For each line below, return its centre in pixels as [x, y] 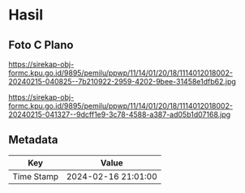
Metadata [33, 140]
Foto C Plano [41, 45]
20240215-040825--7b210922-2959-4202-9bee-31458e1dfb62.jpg [122, 81]
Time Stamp [36, 176]
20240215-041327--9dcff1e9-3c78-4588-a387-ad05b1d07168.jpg [120, 114]
